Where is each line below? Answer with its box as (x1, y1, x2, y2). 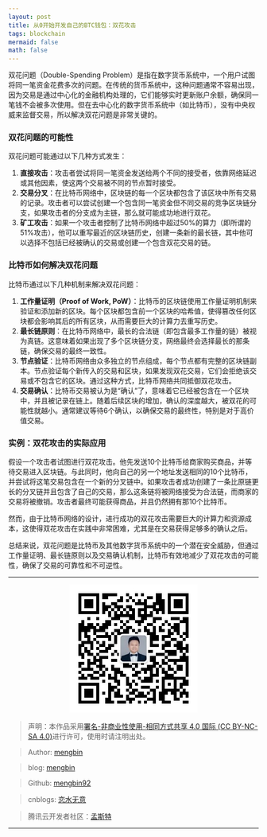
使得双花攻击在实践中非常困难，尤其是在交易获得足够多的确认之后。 (29, 524, 252, 533)
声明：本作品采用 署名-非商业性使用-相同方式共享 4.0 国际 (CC (27, 722, 231, 731)
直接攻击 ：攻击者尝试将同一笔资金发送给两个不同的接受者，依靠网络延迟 (19, 168, 257, 178)
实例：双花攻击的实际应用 (8, 438, 106, 449)
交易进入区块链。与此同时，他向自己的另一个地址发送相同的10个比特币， (14, 467, 253, 477)
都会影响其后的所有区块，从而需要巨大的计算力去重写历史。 (26, 316, 222, 325)
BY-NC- (232, 722, 258, 731)
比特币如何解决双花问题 (8, 259, 98, 271)
